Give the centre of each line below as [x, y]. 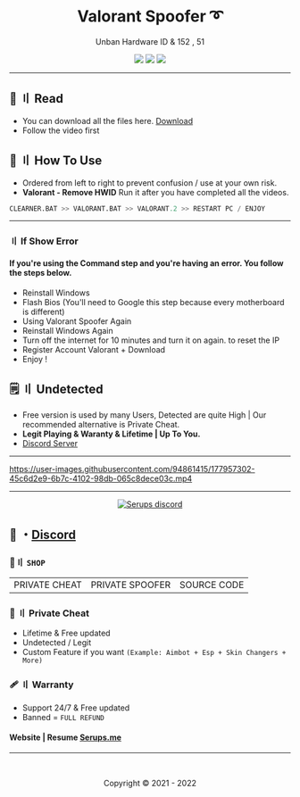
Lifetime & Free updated [66, 633]
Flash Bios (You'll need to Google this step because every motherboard [153, 302]
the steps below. [41, 272]
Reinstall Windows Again [67, 330]
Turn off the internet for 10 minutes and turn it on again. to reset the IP [150, 340]
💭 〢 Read [37, 99]
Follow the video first [61, 130]
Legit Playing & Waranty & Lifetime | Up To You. [111, 434]
